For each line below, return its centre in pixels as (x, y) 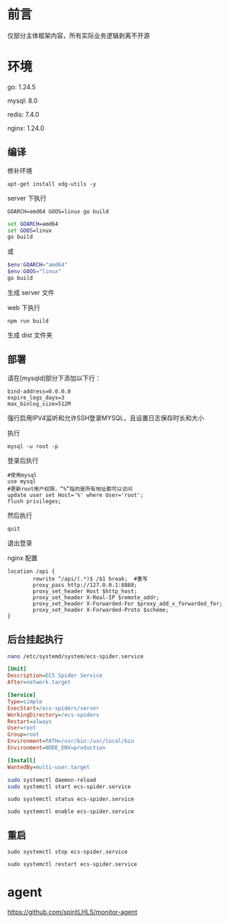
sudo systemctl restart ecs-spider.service (72, 865)
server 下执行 (27, 198)
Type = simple (25, 701)
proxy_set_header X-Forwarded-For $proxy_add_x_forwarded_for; (128, 603)
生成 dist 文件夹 (30, 335)
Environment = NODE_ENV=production (57, 748)
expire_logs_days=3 (36, 398)
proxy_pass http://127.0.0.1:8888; (85, 585)
